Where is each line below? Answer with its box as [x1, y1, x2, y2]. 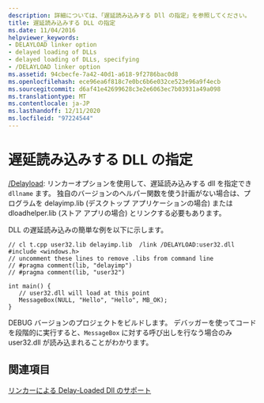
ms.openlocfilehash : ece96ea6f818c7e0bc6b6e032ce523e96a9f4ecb [8, 77, 221, 85]
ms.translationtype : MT [8, 92, 87, 100]
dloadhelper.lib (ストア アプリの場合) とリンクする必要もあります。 [8, 208, 226, 217]
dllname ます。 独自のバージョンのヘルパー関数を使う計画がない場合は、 [8, 188, 244, 198]
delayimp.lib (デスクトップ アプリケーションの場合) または [44, 198, 233, 208]
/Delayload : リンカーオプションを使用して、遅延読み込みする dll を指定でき [8, 179, 252, 188]
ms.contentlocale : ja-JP [8, 100, 90, 107]
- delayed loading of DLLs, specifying [8, 56, 140, 64]
